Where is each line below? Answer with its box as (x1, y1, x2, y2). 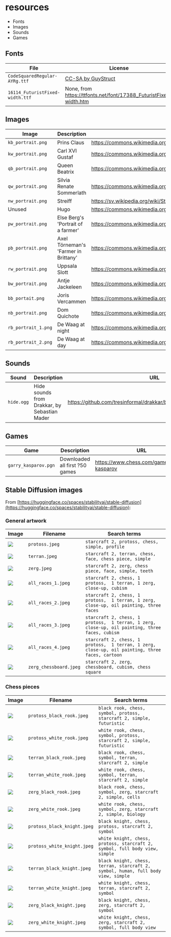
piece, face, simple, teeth (85, 568, 154, 574)
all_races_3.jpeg (28, 622, 70, 628)
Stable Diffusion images (5, 486, 83, 494)
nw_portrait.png (8, 198, 47, 204)
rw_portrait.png (8, 266, 47, 272)
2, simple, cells (98, 794, 140, 800)
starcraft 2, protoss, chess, (85, 539, 159, 545)
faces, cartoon (85, 652, 122, 658)
